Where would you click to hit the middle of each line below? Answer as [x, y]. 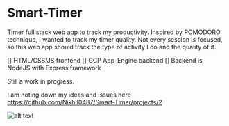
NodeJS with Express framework [54, 68]
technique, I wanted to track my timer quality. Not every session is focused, [115, 39]
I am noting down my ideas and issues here [69, 95]
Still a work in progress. [41, 81]
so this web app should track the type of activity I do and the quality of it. [112, 47]
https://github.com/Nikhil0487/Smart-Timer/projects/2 [85, 102]
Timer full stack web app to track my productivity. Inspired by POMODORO [114, 32]
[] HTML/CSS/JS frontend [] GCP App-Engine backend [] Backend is [105, 60]
